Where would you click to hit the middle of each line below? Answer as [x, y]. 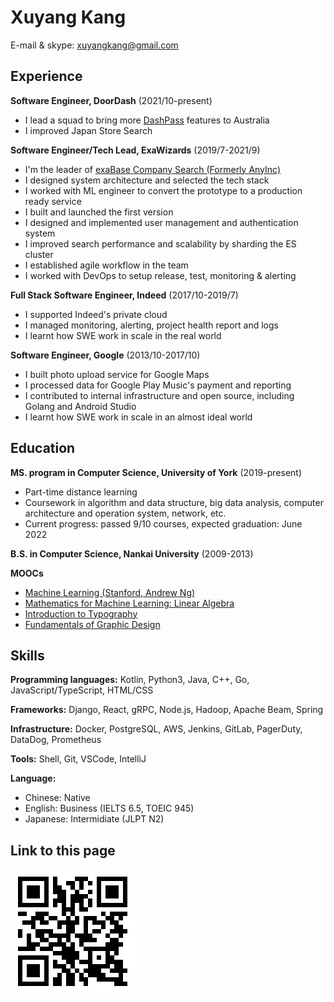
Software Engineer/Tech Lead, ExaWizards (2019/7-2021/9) [135, 150]
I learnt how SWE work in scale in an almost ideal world [138, 417]
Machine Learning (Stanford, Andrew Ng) [110, 592]
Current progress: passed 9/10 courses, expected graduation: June [163, 523]
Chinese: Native [57, 798]
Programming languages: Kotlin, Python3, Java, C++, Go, [130, 680]
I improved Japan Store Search [88, 130]
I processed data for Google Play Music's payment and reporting [158, 385]
